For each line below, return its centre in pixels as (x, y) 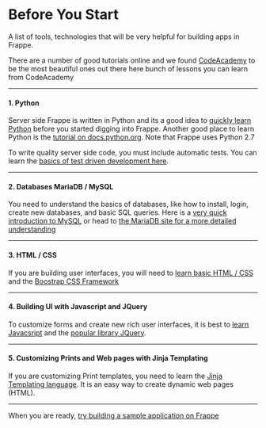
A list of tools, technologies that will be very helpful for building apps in (124, 36)
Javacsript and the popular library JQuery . (77, 332)
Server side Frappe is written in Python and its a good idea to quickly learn (130, 120)
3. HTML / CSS (32, 254)
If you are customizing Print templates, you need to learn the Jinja (116, 376)
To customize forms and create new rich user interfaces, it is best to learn (129, 324)
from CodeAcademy (41, 77)
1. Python (24, 103)
